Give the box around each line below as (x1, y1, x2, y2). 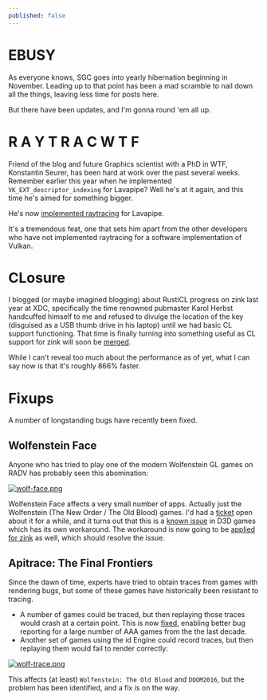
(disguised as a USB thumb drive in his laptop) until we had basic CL (8, 321, 233, 330)
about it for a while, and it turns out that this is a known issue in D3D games (8, 516, 257, 526)
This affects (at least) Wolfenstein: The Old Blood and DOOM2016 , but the (8, 674, 245, 684)
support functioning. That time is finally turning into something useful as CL (8, 328, 257, 339)
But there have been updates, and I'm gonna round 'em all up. (8, 104, 211, 114)
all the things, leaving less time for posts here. (8, 89, 159, 99)
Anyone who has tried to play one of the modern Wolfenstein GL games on (8, 460, 253, 470)
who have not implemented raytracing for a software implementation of (8, 232, 242, 242)
